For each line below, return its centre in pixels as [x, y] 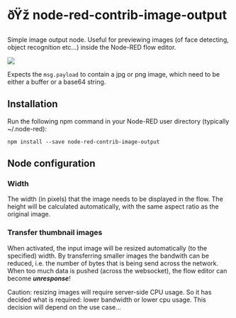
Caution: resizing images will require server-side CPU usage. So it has [109, 292]
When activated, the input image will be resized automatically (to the [107, 248]
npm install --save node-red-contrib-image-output [84, 142]
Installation [33, 104]
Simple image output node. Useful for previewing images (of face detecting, [118, 39]
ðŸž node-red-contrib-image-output [117, 15]
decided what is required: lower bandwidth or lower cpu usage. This [107, 300]
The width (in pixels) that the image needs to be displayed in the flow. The [115, 199]
